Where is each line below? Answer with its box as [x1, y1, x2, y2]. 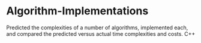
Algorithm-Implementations [6, 4, 149, 18]
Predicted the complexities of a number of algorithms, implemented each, [6, 24, 188, 31]
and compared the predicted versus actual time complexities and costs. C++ [6, 30, 196, 37]
